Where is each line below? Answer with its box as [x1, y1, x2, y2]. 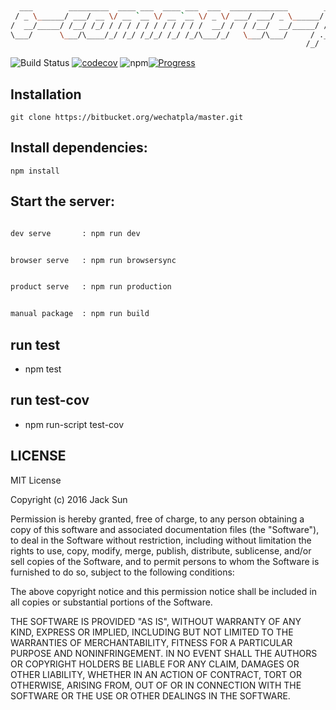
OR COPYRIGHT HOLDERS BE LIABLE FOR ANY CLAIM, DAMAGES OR [10, 658, 300, 670]
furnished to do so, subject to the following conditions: [10, 566, 235, 578]
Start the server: [10, 193, 116, 210]
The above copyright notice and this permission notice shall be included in [10, 585, 317, 597]
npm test [24, 363, 62, 375]
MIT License [10, 474, 62, 486]
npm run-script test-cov [24, 418, 125, 430]
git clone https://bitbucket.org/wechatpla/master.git [10, 113, 244, 123]
